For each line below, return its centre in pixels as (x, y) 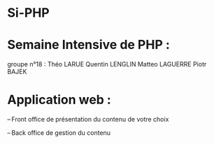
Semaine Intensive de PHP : (88, 45)
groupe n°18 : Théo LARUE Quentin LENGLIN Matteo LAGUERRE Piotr (107, 64)
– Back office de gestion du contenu (59, 133)
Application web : (59, 100)
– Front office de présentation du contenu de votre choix (88, 120)
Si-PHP (29, 13)
